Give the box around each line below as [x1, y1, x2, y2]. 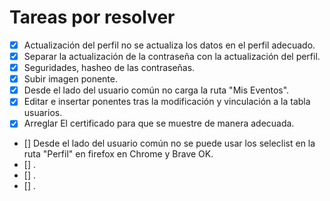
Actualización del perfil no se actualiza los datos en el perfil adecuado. [23, 39, 316, 51]
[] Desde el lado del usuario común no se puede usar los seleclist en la [23, 137, 316, 150]
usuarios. [23, 107, 63, 119]
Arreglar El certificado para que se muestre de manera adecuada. [23, 117, 295, 130]
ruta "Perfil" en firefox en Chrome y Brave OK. [23, 148, 214, 160]
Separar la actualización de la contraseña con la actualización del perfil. [23, 51, 321, 62]
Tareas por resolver [9, 6, 176, 29]
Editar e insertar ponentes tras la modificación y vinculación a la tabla [23, 96, 311, 108]
